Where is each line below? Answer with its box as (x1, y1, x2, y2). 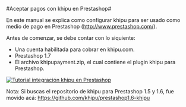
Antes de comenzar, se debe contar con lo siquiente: (6, 34, 135, 41)
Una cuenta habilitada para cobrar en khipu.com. (14, 46, 135, 53)
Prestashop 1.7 (14, 52, 51, 59)
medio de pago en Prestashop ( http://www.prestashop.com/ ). (6, 23, 157, 30)
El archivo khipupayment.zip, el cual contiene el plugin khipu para (14, 59, 176, 65)
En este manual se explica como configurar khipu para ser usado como (6, 17, 181, 23)
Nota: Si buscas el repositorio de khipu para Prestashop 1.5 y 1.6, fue (6, 88, 174, 95)
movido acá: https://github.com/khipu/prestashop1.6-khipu (6, 95, 150, 101)
